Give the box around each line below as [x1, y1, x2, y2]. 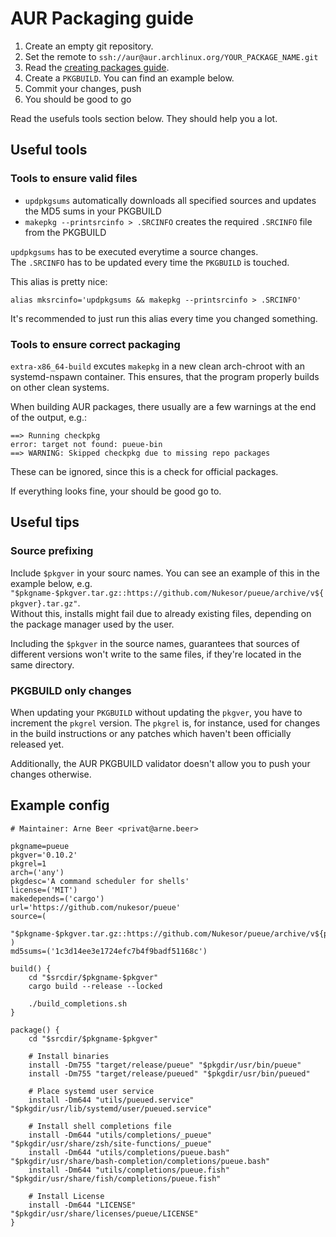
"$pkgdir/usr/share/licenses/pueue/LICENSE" [10, 1208, 199, 1219]
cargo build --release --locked [28, 981, 163, 991]
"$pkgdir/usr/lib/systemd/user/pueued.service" [10, 1103, 213, 1114]
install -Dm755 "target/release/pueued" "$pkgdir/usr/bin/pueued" [28, 1068, 311, 1079]
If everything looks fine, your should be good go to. [10, 485, 222, 497]
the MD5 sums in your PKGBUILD [24, 205, 162, 217]
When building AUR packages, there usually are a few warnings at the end [10, 400, 317, 412]
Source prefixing [10, 544, 94, 558]
